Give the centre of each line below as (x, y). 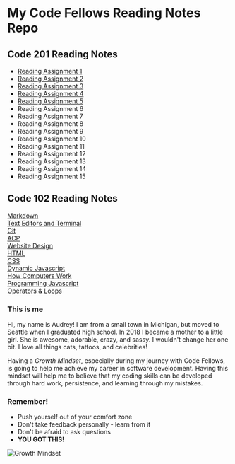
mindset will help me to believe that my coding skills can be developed (110, 376)
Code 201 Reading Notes (62, 54)
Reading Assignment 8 (50, 124)
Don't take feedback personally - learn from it (84, 424)
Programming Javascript (43, 283)
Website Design (30, 245)
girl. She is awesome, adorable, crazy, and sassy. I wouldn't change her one (118, 340)
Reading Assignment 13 (52, 161)
